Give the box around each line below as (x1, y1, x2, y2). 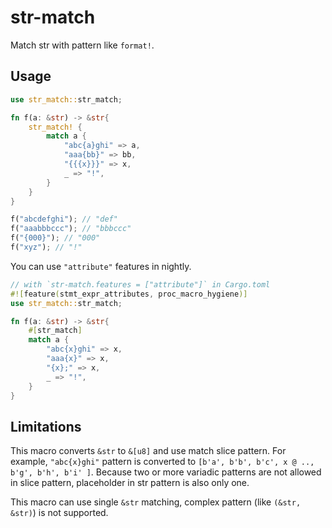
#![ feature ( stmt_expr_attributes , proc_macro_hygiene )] (10, 289, 248, 299)
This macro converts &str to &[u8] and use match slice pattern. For (10, 445, 287, 457)
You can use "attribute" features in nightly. (10, 260, 192, 272)
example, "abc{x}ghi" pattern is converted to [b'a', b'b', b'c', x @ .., (10, 456, 315, 468)
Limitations (10, 418, 82, 435)
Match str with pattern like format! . (10, 39, 155, 51)
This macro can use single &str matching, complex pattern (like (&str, (10, 496, 302, 508)
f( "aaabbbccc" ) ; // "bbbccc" (10, 224, 132, 234)
